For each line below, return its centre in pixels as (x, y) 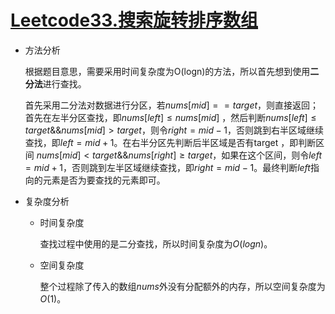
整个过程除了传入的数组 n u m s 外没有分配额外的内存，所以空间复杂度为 (182, 286)
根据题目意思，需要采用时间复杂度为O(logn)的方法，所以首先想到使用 (167, 71)
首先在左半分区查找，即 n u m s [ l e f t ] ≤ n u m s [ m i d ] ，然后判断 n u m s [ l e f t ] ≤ (170, 117)
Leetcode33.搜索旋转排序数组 (134, 20)
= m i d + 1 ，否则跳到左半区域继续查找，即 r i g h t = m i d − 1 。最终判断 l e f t (167, 167)
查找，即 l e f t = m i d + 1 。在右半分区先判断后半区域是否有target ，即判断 (170, 142)
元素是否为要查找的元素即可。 (104, 180)
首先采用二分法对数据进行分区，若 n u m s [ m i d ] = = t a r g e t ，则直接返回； (172, 105)
